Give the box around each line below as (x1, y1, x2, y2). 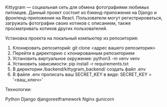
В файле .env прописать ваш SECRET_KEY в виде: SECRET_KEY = (12, 71, 152, 77)
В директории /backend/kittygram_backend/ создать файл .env (12, 66, 146, 72)
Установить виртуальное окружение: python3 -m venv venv (12, 55, 140, 61)
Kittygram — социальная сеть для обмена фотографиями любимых (5, 4, 149, 10)
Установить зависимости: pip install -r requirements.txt (12, 61, 129, 66)
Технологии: (5, 86, 32, 92)
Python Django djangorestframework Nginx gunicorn (5, 96, 114, 102)
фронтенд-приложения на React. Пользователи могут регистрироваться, (5, 15, 162, 20)
